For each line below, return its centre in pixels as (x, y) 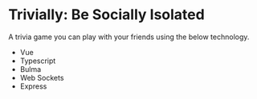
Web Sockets (42, 77)
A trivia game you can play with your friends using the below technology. (129, 37)
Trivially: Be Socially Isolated (106, 15)
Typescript (38, 61)
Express (33, 86)
